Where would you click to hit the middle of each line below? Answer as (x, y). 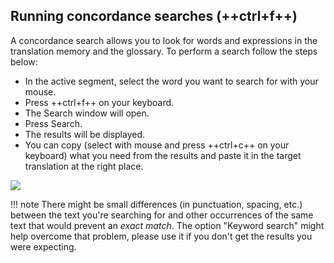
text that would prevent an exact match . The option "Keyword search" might (167, 225)
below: (24, 61)
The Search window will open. (87, 113)
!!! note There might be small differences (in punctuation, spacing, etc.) (156, 204)
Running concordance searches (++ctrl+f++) (154, 16)
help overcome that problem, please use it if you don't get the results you (161, 236)
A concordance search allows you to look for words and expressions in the (164, 40)
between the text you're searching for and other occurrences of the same (162, 215)
